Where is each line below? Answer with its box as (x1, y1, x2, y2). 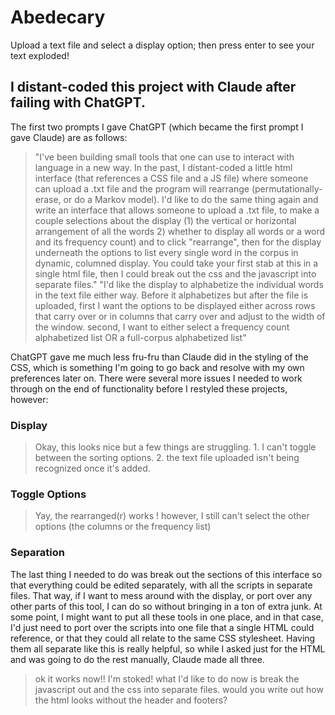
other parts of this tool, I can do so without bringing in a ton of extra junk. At (10, 600, 323, 612)
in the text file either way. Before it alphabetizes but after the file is (34, 289, 309, 301)
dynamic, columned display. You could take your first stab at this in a (34, 257, 319, 269)
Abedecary (10, 6, 106, 29)
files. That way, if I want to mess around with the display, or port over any (10, 589, 313, 601)
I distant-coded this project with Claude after (10, 79, 297, 96)
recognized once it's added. (34, 462, 151, 475)
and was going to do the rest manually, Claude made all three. (10, 653, 265, 665)
